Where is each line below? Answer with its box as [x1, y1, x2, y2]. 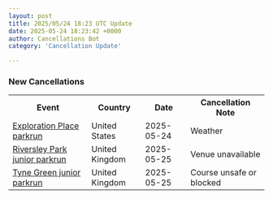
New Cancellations [8, 76, 85, 88]
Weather [190, 125, 223, 136]
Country [97, 102, 132, 114]
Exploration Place [12, 120, 80, 132]
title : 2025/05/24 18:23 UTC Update [8, 19, 132, 28]
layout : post [8, 11, 53, 20]
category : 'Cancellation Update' [8, 42, 122, 50]
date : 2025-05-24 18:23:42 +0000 [8, 27, 122, 35]
